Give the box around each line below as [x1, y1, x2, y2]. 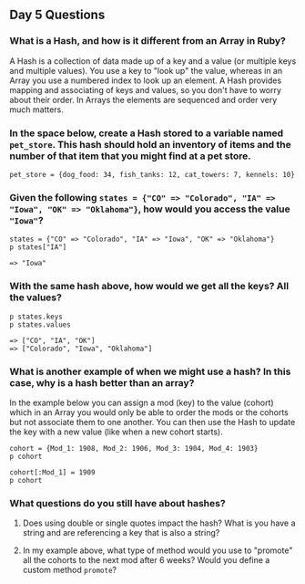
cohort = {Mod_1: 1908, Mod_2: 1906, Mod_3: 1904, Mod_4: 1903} [9, 443, 259, 453]
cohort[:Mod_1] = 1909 [9, 467, 96, 477]
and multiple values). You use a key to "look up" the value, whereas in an [9, 65, 283, 76]
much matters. [9, 104, 64, 115]
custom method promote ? [22, 565, 117, 576]
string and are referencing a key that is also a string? [22, 527, 220, 538]
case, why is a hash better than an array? [9, 376, 195, 389]
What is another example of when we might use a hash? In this [9, 365, 291, 378]
